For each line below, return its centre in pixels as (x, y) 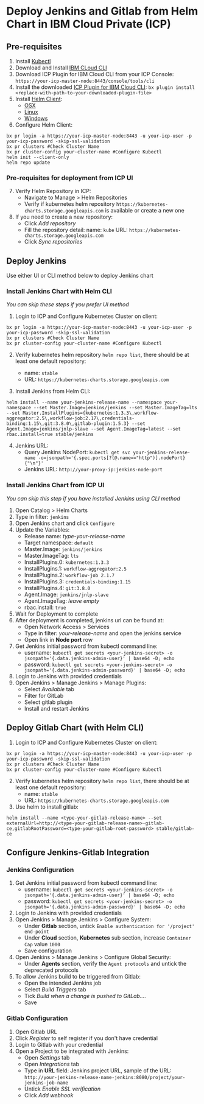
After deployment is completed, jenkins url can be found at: (90, 620)
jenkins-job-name (46, 1083)
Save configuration (48, 951)
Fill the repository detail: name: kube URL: (76, 230)
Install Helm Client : (39, 99)
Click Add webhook (49, 1095)
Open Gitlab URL (36, 1032)
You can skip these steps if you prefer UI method (68, 304)
